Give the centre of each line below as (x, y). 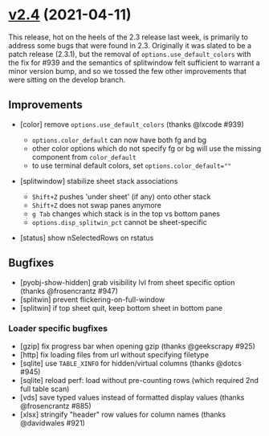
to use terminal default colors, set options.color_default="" (131, 165)
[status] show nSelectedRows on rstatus (87, 238)
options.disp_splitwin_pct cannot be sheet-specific (119, 222)
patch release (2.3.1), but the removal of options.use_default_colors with (130, 54)
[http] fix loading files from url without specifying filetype (114, 354)
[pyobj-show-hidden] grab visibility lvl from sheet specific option (127, 282)
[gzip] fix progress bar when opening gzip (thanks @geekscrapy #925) (137, 346)
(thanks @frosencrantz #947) (69, 291)
